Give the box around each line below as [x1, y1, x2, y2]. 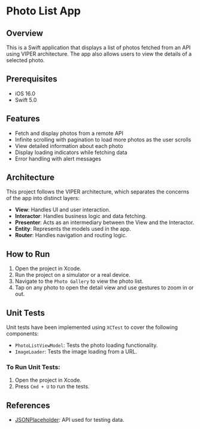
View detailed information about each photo [14, 142, 123, 149]
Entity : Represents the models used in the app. [14, 225, 132, 232]
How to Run [6, 249, 50, 259]
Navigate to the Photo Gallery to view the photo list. [14, 277, 144, 285]
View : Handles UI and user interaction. [14, 206, 111, 213]
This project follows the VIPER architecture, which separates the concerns [6, 188, 190, 195]
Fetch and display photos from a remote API [14, 129, 124, 137]
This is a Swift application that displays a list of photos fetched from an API [6, 44, 191, 51]
